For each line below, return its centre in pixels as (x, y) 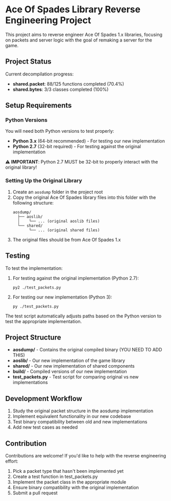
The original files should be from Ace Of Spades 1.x (67, 239)
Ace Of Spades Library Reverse (73, 9)
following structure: (33, 203)
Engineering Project (48, 20)
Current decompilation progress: (40, 74)
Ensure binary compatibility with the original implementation (76, 487)
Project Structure (33, 337)
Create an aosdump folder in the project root (58, 192)
